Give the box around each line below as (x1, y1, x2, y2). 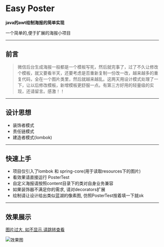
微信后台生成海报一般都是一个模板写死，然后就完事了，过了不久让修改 (17, 64, 159, 70)
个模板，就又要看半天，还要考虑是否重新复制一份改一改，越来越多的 (17, 70, 154, 76)
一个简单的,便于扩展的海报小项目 (5, 30, 71, 35)
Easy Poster (5, 3, 55, 14)
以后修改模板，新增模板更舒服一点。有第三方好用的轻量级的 (30, 82, 150, 88)
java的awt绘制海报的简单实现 (5, 19, 65, 25)
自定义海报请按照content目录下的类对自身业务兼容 (12, 180, 113, 186)
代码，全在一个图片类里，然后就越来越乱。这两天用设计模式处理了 (21, 76, 154, 82)
